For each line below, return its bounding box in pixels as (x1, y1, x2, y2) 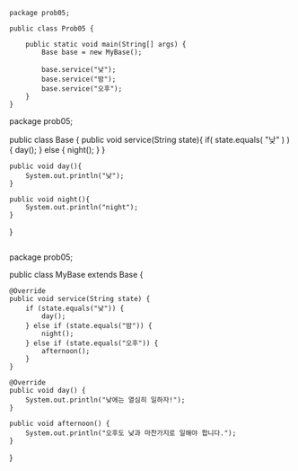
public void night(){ (9, 195, 91, 204)
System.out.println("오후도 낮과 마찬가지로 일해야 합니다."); (25, 429, 237, 438)
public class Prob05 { (9, 24, 94, 33)
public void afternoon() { (9, 419, 110, 428)
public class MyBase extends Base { (9, 270, 144, 280)
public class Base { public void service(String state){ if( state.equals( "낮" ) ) (9, 135, 290, 145)
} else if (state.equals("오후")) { (25, 339, 159, 348)
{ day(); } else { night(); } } (9, 145, 106, 155)
